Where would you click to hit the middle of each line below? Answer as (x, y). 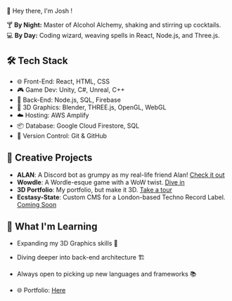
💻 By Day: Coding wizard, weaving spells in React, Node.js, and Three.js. (113, 35)
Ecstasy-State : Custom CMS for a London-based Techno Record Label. (121, 197)
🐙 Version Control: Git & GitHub (62, 135)
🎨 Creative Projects (50, 158)
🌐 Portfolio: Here (41, 290)
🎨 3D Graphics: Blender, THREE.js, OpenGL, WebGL (91, 107)
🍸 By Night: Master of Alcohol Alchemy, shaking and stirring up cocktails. (114, 25)
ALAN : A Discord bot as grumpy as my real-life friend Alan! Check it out (121, 175)
